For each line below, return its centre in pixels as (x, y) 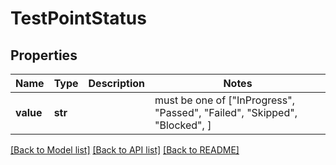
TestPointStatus (78, 18)
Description (116, 83)
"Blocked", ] (183, 125)
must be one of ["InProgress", (224, 100)
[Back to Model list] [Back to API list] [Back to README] (125, 150)
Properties (44, 55)
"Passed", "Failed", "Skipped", (226, 112)
